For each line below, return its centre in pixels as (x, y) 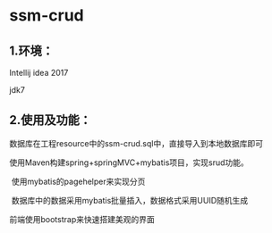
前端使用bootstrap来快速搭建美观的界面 (82, 219)
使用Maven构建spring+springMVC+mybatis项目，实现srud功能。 (129, 162)
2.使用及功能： (51, 120)
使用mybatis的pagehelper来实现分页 (78, 181)
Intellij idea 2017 (39, 73)
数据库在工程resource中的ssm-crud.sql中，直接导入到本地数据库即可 (136, 143)
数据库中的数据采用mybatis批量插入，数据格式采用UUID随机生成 (130, 200)
